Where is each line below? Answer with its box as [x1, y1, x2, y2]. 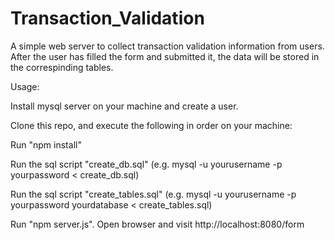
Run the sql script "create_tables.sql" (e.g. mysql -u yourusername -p [10, 188, 297, 200]
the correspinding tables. [10, 61, 114, 73]
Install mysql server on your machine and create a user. [10, 100, 239, 112]
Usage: [10, 80, 40, 92]
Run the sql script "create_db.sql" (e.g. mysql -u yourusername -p [10, 158, 283, 170]
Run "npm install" [10, 138, 82, 151]
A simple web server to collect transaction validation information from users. [10, 40, 325, 52]
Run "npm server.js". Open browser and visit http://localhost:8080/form [10, 218, 305, 230]
